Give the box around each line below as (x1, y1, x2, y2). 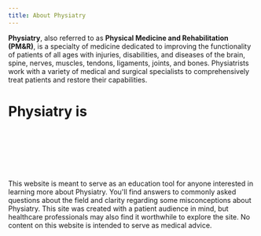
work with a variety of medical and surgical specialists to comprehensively (8, 66, 250, 76)
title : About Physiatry (8, 11, 86, 20)
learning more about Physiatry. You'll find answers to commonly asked (8, 186, 237, 197)
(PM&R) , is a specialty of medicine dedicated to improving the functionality (8, 41, 252, 51)
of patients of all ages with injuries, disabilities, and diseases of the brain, (8, 50, 245, 59)
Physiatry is (8, 102, 88, 120)
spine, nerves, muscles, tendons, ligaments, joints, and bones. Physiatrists (8, 58, 249, 68)
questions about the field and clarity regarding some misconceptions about (8, 195, 252, 205)
